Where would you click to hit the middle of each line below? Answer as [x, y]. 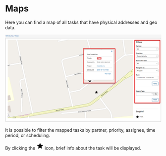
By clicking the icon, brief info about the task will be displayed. [73, 148]
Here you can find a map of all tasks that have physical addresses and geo [81, 22]
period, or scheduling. [28, 135]
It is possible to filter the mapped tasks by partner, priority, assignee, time [80, 130]
